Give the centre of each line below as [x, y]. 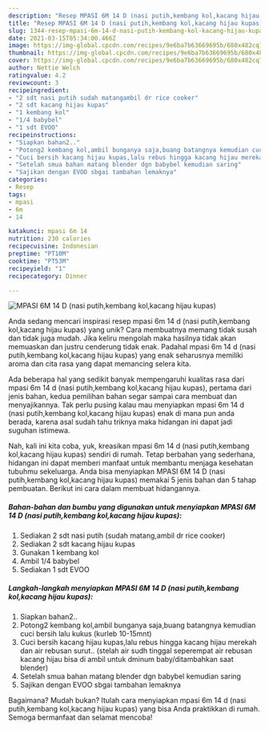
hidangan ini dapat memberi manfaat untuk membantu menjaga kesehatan [131, 463]
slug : [17, 30]
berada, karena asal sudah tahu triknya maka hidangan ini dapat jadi [120, 422]
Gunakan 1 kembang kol [59, 553]
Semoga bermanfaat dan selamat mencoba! [80, 717]
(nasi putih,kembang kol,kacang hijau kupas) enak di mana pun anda [121, 413]
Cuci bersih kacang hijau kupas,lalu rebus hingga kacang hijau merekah [139, 643]
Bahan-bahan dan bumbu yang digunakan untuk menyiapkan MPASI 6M [132, 506]
